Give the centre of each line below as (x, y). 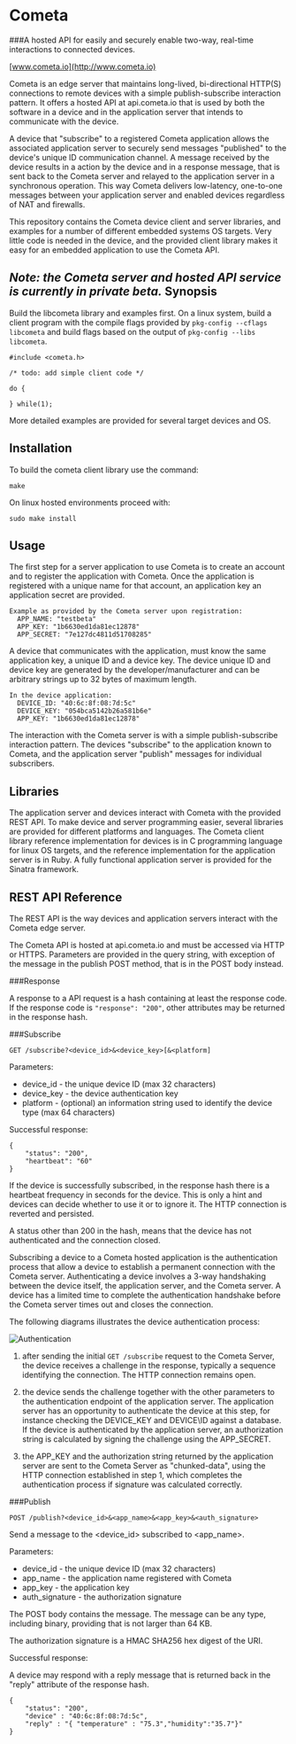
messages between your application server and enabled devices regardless (147, 195)
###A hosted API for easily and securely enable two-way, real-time (132, 40)
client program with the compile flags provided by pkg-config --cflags (138, 322)
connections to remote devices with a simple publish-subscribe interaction (145, 93)
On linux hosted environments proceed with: (90, 502)
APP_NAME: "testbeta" (57, 619)
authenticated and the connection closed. (85, 1240)
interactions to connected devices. (72, 49)
